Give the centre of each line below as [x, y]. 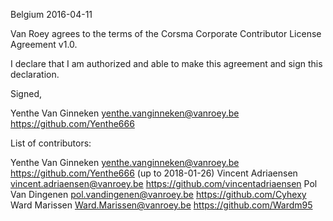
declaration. [35, 74]
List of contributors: [51, 143]
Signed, [26, 93]
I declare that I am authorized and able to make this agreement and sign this [166, 63]
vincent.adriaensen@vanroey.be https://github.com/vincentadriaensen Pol [164, 183]
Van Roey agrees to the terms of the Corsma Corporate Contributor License [166, 33]
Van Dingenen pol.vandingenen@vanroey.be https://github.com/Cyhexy [158, 194]
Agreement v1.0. [44, 44]
